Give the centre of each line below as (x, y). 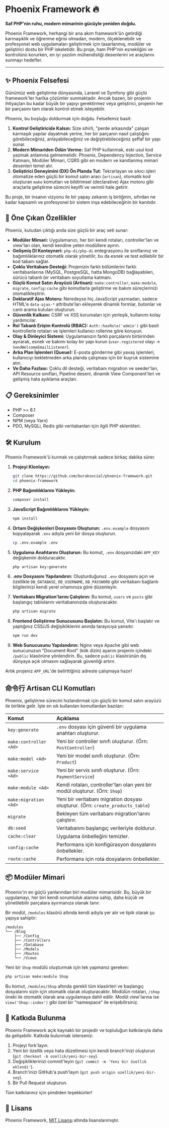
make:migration (26, 800)
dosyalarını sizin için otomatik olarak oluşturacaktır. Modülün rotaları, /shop (82, 991)
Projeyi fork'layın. (30, 1045)
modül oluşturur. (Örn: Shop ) (89, 791)
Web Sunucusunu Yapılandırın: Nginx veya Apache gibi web (76, 645)
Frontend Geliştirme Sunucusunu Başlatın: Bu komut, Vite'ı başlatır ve (86, 621)
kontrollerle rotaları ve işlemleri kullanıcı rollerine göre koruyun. (78, 331)
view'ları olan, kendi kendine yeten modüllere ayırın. (66, 245)
